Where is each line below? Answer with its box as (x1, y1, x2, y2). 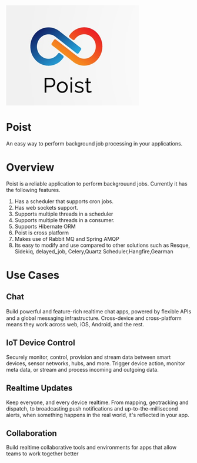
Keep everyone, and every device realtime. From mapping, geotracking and (6, 399, 189, 406)
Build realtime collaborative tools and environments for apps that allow (6, 444, 177, 451)
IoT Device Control (6, 338, 75, 348)
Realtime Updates (6, 383, 73, 393)
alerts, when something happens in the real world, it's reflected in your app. (6, 411, 189, 418)
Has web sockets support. (14, 204, 78, 211)
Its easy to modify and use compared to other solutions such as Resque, (14, 242, 190, 249)
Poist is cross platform (14, 229, 69, 236)
